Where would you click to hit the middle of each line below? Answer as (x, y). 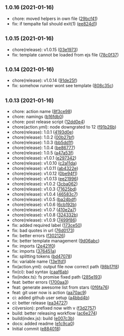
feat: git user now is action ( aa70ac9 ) (49, 293)
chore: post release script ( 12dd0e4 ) (48, 122)
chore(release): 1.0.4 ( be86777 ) (44, 148)
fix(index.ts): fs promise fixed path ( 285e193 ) (57, 277)
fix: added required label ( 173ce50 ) (47, 225)
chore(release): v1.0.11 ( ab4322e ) (45, 168)
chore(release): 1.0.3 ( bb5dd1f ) (43, 143)
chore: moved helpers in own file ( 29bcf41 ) (55, 19)
